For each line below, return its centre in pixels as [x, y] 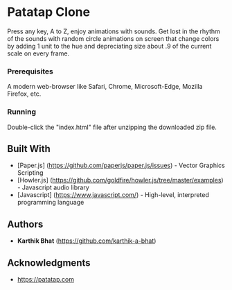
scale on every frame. [38, 53]
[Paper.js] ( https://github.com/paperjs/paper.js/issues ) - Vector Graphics [121, 165]
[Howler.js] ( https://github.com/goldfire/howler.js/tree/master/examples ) [120, 180]
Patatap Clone [49, 12]
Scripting [30, 173]
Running [22, 112]
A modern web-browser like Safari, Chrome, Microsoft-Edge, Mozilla [105, 87]
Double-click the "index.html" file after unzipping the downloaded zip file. [112, 127]
